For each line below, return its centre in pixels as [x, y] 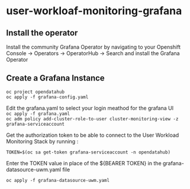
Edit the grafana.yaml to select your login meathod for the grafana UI [90, 108]
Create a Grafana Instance [55, 78]
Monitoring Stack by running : [42, 141]
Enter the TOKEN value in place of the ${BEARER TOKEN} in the [84, 163]
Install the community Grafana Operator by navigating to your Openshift [94, 47]
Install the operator [42, 33]
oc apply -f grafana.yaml [38, 114]
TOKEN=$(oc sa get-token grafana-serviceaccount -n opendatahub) [88, 152]
